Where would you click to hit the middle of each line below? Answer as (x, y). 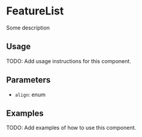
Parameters (28, 80)
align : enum (30, 94)
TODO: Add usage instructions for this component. (69, 61)
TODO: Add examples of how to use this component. (71, 128)
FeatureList (35, 11)
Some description (28, 28)
